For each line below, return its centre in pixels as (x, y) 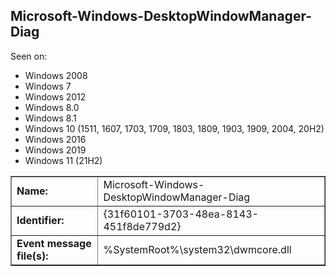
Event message (54, 243)
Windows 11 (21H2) (63, 160)
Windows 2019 (55, 150)
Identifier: (40, 220)
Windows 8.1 (50, 118)
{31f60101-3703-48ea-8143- (181, 214)
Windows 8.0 (52, 107)
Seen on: (29, 56)
